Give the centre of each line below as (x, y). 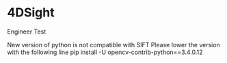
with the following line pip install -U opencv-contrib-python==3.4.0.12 (105, 52)
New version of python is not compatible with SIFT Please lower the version (113, 45)
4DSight (31, 13)
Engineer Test (27, 32)
